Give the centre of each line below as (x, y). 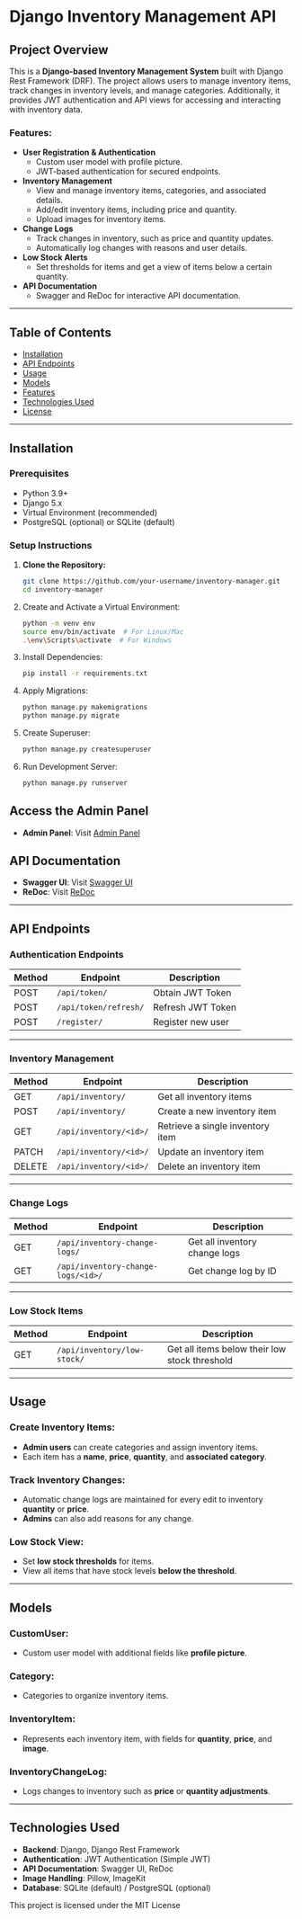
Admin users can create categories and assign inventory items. (140, 1447)
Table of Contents (61, 332)
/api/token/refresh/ (101, 1008)
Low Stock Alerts (55, 257)
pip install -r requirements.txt (85, 674)
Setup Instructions (51, 545)
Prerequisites (39, 474)
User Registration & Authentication (89, 152)
